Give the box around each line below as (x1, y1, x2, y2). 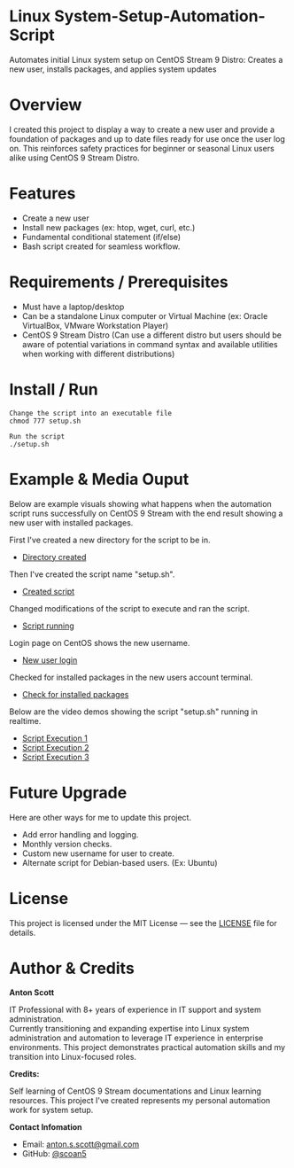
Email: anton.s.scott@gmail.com (21, 1139, 140, 1149)
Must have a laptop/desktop (21, 301, 125, 312)
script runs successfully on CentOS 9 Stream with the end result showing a (9, 508, 283, 518)
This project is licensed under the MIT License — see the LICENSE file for (9, 917, 277, 928)
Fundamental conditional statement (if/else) (21, 231, 182, 242)
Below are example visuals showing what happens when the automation (9, 498, 272, 509)
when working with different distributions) (21, 348, 175, 359)
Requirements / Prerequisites (9, 272, 228, 292)
